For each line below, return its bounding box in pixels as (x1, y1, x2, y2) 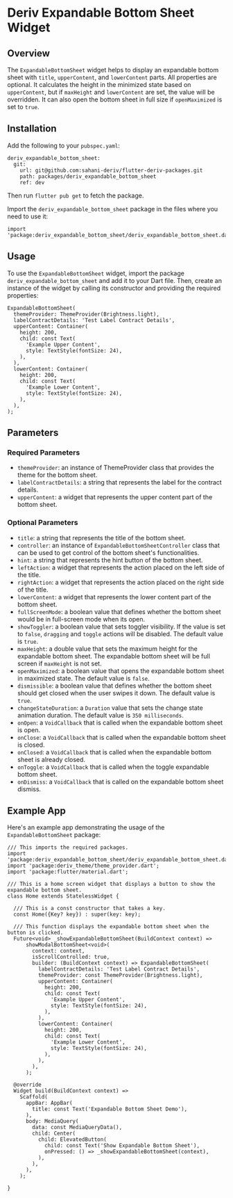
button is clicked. (7, 930, 64, 937)
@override (13, 1081, 42, 1089)
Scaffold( (19, 1094, 49, 1101)
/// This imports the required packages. (7, 844, 129, 851)
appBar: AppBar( (25, 1100, 73, 1107)
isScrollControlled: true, (32, 954, 110, 961)
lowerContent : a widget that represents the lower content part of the (17, 592, 212, 601)
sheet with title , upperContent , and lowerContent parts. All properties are (7, 73, 217, 81)
